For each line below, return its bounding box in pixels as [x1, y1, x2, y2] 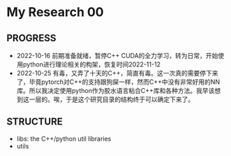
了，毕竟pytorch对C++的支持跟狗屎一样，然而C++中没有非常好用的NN [16, 78, 221, 86]
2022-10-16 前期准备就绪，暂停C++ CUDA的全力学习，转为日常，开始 [16, 52, 218, 59]
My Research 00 [6, 4, 104, 20]
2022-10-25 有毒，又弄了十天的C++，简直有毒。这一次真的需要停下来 [16, 69, 218, 77]
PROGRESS [6, 32, 57, 44]
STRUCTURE [6, 116, 64, 128]
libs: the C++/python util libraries [16, 134, 112, 143]
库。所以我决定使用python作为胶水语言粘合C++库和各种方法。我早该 [16, 87, 215, 94]
